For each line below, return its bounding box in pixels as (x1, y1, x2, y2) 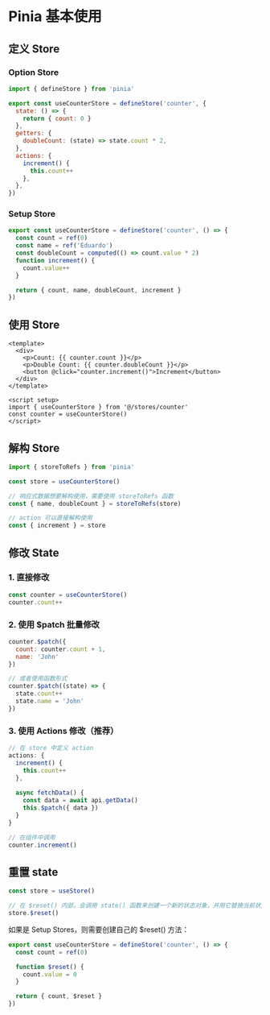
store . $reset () (8, 909, 59, 918)
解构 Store (8, 441, 60, 455)
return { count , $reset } (15, 992, 103, 1000)
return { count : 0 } (22, 114, 92, 122)
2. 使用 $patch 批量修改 (8, 619, 100, 630)
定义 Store (8, 42, 60, 56)
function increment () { (15, 256, 95, 264)
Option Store (8, 66, 59, 77)
